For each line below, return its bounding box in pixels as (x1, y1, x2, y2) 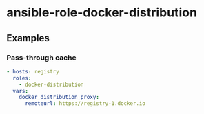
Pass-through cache (6, 53, 76, 62)
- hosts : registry (6, 68, 59, 75)
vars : (12, 87, 29, 94)
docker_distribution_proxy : (19, 94, 99, 101)
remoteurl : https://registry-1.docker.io (24, 100, 146, 107)
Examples (6, 32, 50, 44)
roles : (12, 74, 32, 82)
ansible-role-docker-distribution (6, 5, 198, 21)
